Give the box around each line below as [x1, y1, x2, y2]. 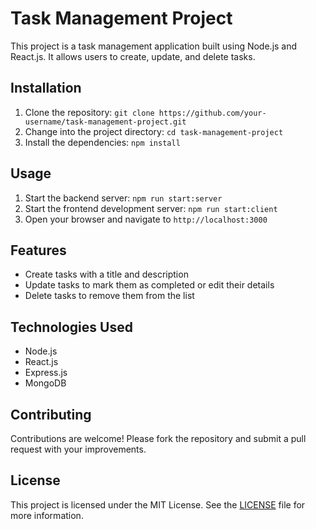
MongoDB [24, 377, 67, 389]
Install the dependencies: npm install [24, 136, 181, 148]
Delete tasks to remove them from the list [24, 290, 195, 302]
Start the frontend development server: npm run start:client [24, 202, 278, 214]
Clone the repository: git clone [24, 106, 155, 118]
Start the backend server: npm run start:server [24, 192, 223, 204]
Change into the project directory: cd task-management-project [24, 125, 284, 137]
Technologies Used [10, 318, 133, 336]
